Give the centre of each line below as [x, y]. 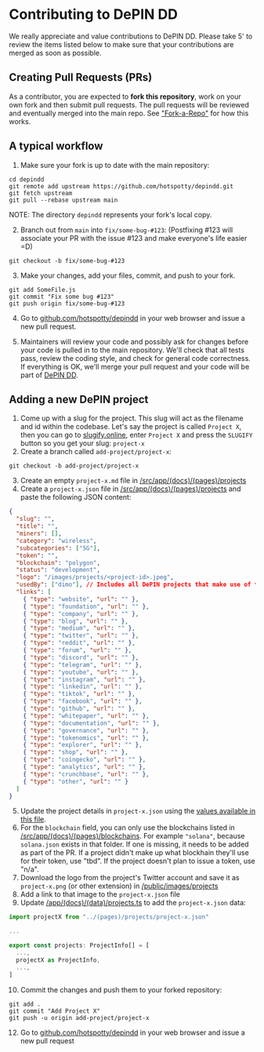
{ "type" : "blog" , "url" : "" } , [76, 621]
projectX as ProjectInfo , [58, 960]
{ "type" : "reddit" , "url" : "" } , [79, 643]
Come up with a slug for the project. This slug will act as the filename [132, 418]
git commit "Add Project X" [55, 1011]
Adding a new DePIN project [79, 399]
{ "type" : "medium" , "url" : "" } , [79, 628]
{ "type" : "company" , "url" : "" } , [81, 613]
